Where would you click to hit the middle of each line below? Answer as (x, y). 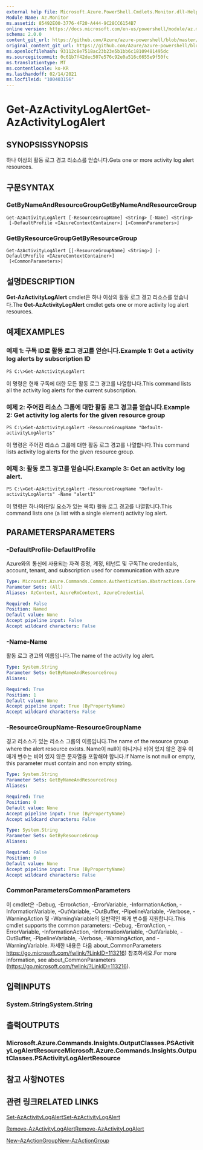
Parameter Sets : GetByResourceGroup (52, 836)
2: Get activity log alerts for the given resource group (86, 415)
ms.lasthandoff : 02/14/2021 (42, 74)
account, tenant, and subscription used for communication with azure (93, 570)
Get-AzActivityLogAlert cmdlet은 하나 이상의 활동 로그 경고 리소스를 (89, 297)
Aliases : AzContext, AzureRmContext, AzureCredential (76, 593)
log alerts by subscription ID (48, 359)
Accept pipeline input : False (44, 621)
